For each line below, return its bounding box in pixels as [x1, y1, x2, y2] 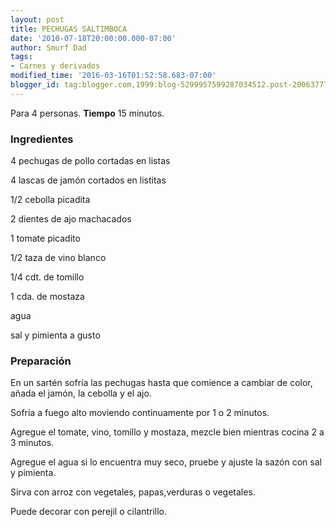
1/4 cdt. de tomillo [10, 271, 85, 283]
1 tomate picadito [10, 232, 81, 245]
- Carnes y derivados [10, 61, 101, 71]
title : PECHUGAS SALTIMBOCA [10, 24, 128, 34]
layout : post [10, 14, 65, 25]
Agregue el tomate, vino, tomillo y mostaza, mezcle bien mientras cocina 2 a [10, 426, 325, 438]
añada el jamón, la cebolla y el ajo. [10, 387, 152, 400]
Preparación [10, 354, 72, 368]
